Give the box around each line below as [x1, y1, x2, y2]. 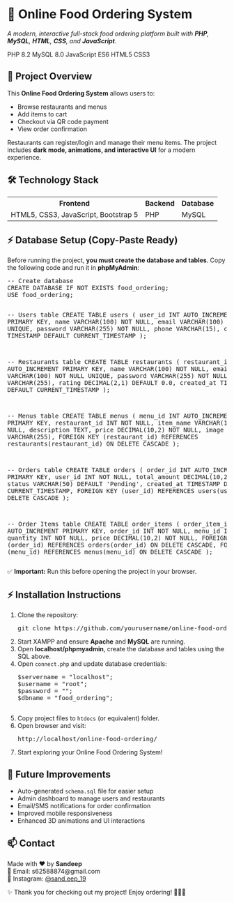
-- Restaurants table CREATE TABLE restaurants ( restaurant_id [7, 358, 232, 366]
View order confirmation [17, 125, 88, 133]
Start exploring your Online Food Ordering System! [17, 748, 163, 757]
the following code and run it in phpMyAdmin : [7, 264, 139, 272]
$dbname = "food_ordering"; [17, 694, 114, 702]
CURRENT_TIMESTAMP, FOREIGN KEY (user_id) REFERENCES [7, 487, 195, 495]
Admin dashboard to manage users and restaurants [17, 794, 165, 803]
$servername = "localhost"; [17, 673, 114, 681]
